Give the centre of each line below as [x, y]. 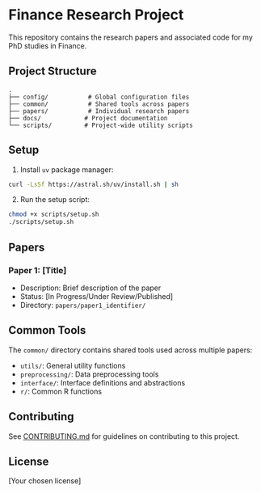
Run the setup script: [55, 200]
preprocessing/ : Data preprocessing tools [89, 374]
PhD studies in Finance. [48, 45]
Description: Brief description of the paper [91, 288]
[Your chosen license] [45, 481]
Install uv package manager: [67, 169]
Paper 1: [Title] [38, 270]
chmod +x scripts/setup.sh [54, 215]
